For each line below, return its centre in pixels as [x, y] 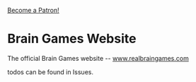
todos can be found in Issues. [51, 72]
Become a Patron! [33, 10]
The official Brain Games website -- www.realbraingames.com [98, 58]
